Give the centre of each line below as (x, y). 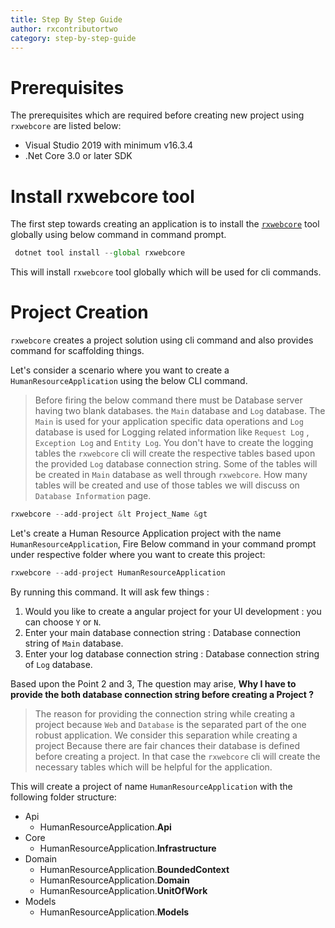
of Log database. (58, 664)
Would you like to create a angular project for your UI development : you (173, 611)
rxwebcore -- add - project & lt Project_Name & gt (109, 514)
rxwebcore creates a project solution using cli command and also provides (162, 340)
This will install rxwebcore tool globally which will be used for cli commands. (166, 272)
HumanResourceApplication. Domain (114, 880)
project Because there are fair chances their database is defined (167, 745)
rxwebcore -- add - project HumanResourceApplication (118, 572)
